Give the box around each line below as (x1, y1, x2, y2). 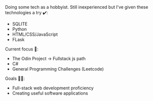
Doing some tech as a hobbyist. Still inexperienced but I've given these (5, 4, 149, 10)
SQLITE (12, 21, 28, 26)
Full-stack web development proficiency (12, 85, 94, 91)
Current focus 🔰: (5, 46, 38, 52)
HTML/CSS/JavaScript (12, 31, 58, 37)
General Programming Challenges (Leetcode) (12, 66, 104, 72)
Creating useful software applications (12, 90, 88, 96)
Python (12, 26, 27, 32)
